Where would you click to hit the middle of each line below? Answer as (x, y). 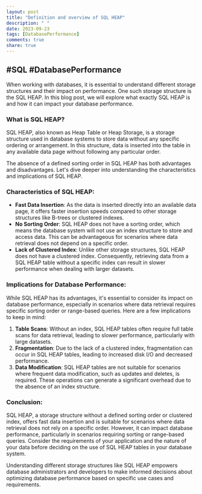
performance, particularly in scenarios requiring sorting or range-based (95, 434)
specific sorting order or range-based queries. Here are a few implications (99, 311)
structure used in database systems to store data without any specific (93, 139)
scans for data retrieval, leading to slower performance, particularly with (105, 335)
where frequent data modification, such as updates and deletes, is (97, 373)
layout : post (23, 12)
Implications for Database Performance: (66, 285)
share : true (21, 46)
